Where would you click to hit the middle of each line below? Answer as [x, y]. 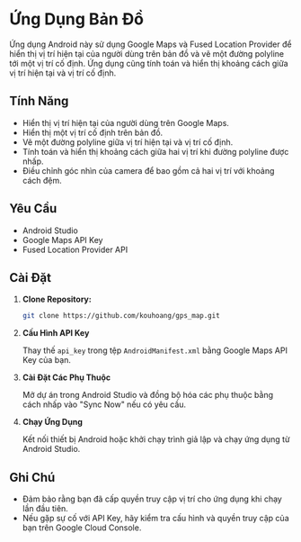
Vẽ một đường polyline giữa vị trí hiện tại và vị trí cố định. [128, 142]
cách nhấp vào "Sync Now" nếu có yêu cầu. [104, 404]
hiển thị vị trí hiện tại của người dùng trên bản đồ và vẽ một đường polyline [147, 53]
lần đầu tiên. [45, 509]
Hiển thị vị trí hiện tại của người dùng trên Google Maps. [125, 122]
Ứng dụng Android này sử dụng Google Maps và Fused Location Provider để [150, 44]
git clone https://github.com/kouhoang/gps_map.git [121, 316]
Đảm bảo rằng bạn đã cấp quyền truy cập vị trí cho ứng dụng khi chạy [152, 499]
